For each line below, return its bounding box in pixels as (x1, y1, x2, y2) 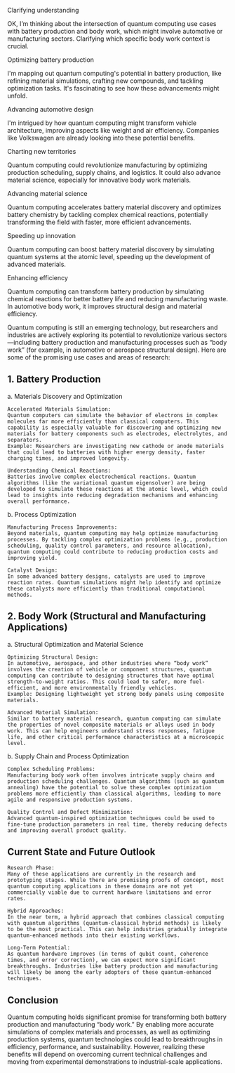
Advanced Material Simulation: (7, 709, 99, 716)
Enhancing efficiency (7, 274, 69, 282)
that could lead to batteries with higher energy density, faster (7, 449, 206, 456)
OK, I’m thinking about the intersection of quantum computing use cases (7, 20, 217, 27)
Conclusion (7, 994, 59, 1006)
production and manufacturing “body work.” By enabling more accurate (7, 1020, 214, 1029)
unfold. (7, 91, 28, 100)
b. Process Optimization (7, 510, 76, 518)
